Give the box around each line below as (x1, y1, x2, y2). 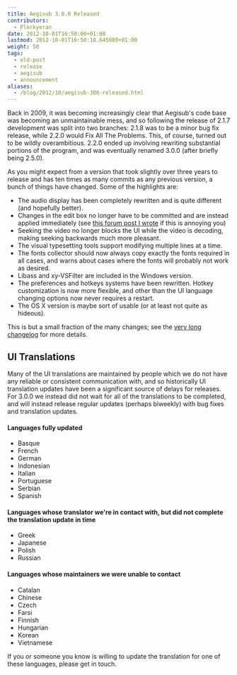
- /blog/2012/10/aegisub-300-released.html (13, 89, 144, 96)
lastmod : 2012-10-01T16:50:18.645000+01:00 (7, 37, 138, 44)
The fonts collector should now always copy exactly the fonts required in (17, 249, 230, 258)
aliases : (7, 83, 33, 90)
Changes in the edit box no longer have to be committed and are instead (17, 212, 229, 220)
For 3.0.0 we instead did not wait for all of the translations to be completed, (7, 392, 226, 400)
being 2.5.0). (7, 154, 45, 163)
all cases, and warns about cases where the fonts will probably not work (17, 256, 229, 265)
